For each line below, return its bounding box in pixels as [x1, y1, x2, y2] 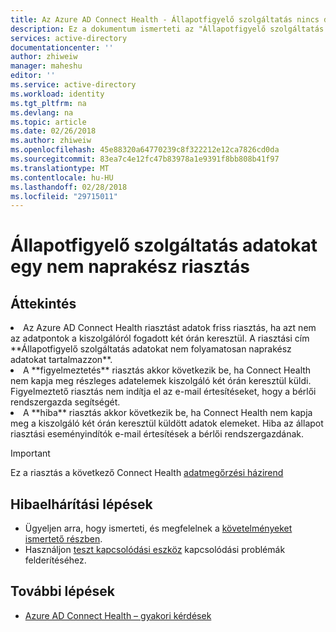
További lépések [10, 583, 115, 600]
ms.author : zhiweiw [10, 136, 92, 146]
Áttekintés [10, 295, 77, 312]
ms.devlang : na [10, 107, 74, 118]
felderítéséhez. [24, 554, 87, 566]
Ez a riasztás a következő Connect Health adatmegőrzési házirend [10, 467, 284, 479]
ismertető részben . [24, 533, 103, 545]
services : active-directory [10, 33, 128, 43]
